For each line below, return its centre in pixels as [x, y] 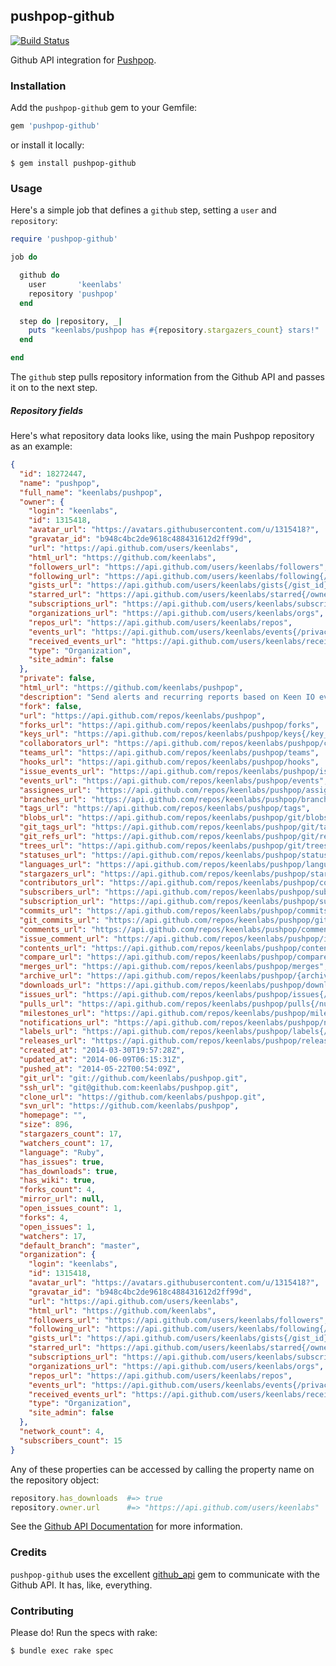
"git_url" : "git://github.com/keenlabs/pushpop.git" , [133, 1078]
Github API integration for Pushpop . [83, 60]
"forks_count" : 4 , [58, 1190]
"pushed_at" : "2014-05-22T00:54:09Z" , [100, 1069]
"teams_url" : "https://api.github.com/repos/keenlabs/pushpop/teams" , [169, 753]
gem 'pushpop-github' [55, 126]
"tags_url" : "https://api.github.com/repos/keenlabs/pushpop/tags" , [165, 809]
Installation [38, 86]
